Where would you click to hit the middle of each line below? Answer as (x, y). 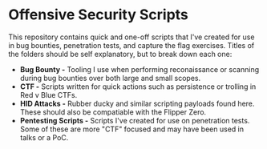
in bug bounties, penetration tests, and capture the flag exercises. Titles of (131, 45)
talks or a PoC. (44, 137)
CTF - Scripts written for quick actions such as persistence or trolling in (138, 87)
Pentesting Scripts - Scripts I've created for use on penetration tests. (135, 120)
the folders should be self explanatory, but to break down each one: (120, 54)
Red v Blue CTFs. (49, 95)
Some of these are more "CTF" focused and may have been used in (132, 129)
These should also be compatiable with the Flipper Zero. (113, 112)
